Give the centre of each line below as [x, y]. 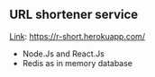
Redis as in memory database [77, 63]
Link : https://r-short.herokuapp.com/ [77, 36]
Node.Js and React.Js [64, 54]
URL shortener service [74, 15]
